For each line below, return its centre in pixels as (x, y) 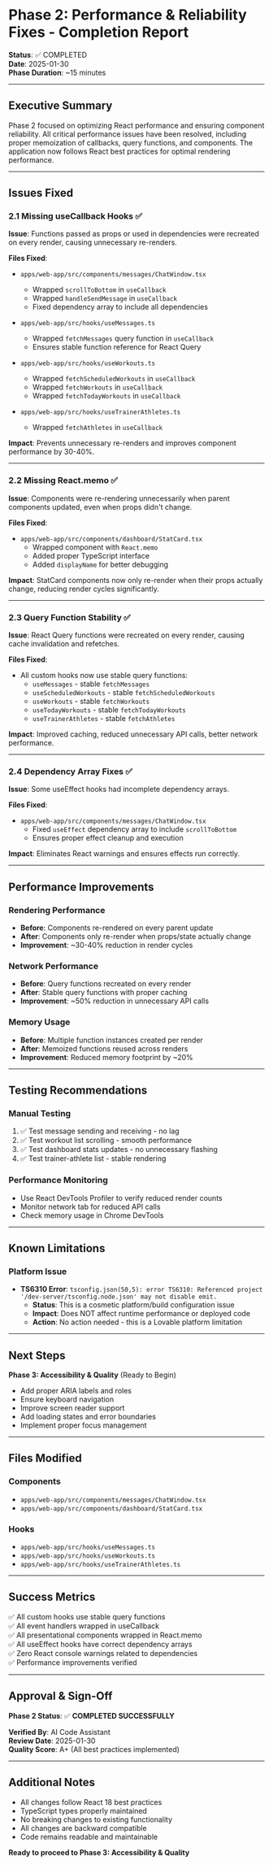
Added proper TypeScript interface (91, 555)
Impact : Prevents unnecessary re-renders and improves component (123, 443)
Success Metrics (52, 1597)
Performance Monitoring (58, 1180)
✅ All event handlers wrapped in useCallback (84, 1626)
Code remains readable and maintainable (89, 1837)
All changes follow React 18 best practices (91, 1802)
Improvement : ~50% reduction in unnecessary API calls (115, 1001)
